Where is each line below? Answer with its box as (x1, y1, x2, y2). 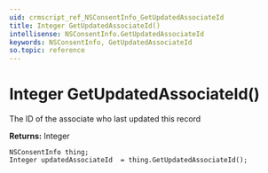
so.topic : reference (9, 46, 86, 55)
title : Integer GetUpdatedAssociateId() (9, 21, 162, 30)
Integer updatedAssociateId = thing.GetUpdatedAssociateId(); (9, 156, 248, 165)
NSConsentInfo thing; (9, 148, 90, 157)
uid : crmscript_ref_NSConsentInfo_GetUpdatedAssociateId (9, 12, 225, 22)
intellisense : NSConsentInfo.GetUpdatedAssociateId (9, 29, 204, 38)
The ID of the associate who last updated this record (9, 114, 201, 124)
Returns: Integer (9, 130, 70, 142)
